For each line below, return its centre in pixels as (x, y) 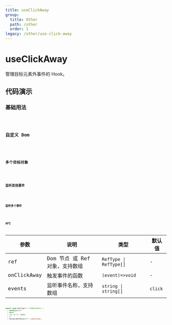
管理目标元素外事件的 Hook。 (36, 74)
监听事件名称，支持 (70, 285)
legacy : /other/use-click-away (39, 34)
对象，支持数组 (65, 266)
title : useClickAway (27, 10)
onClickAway (25, 275)
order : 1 (19, 29)
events (17, 289)
